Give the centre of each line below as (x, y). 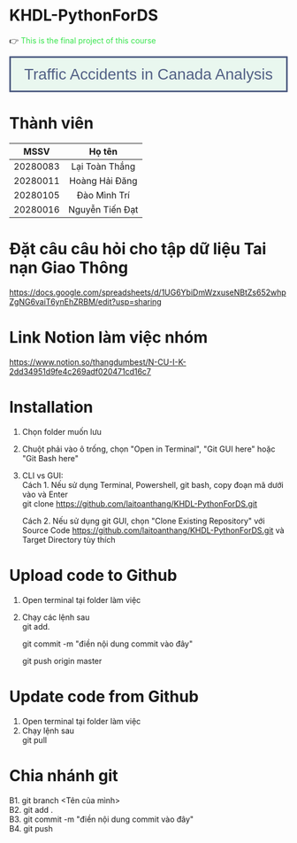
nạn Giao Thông (69, 268)
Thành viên (52, 124)
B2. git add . (31, 809)
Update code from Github (104, 696)
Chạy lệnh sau (48, 731)
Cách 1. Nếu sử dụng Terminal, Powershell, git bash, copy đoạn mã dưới (153, 484)
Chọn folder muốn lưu (61, 431)
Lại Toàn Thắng (103, 166)
